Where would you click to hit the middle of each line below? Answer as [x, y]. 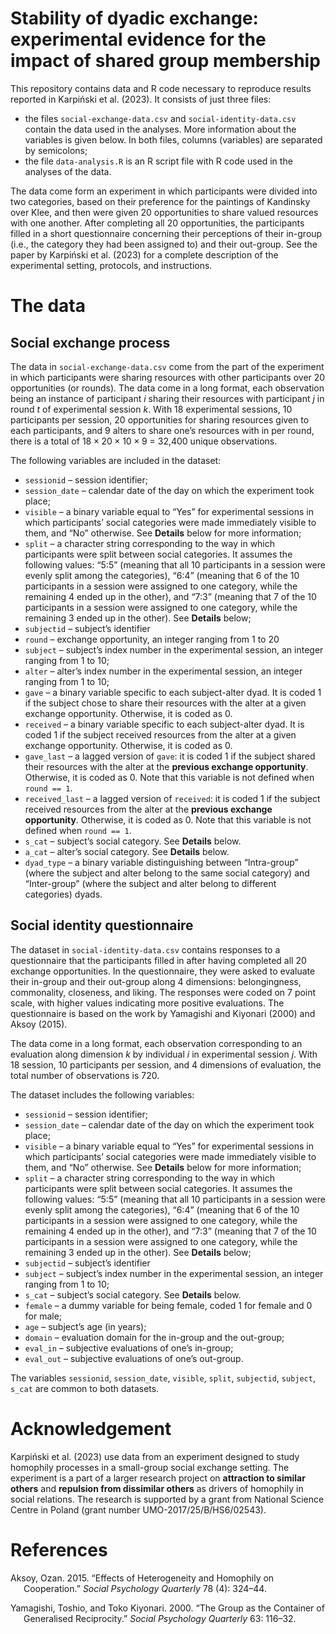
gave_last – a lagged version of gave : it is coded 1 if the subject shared [170, 756]
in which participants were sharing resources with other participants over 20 [168, 377]
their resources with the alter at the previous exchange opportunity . [166, 766]
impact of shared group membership [165, 61]
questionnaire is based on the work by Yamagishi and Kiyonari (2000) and [163, 1013]
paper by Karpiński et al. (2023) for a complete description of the [144, 254]
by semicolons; [56, 150]
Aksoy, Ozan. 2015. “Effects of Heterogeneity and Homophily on [142, 1578]
